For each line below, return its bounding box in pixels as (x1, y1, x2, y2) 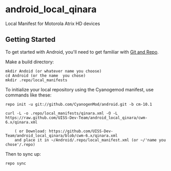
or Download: (18, 129, 47, 134)
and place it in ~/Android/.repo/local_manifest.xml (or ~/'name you (14, 137, 166, 142)
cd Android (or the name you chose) (5, 73, 86, 78)
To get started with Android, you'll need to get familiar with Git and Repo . (5, 48, 159, 55)
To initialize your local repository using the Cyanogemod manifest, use (5, 86, 154, 92)
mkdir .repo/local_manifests (5, 78, 68, 83)
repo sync (5, 161, 27, 166)
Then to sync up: (5, 151, 41, 157)
